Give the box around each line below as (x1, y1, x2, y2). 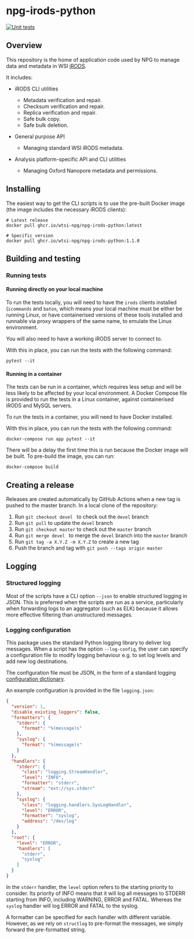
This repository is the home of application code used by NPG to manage (6, 56, 180, 63)
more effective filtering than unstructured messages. (6, 611, 133, 618)
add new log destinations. (6, 658, 68, 665)
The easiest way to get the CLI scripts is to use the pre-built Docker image (6, 200, 185, 207)
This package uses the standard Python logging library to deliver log (6, 639, 171, 647)
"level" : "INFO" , (21, 775, 64, 780)
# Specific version (6, 233, 54, 238)
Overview (6, 41, 43, 51)
